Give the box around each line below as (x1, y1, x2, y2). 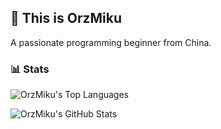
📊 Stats (10, 62, 50, 76)
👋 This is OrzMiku (10, 10, 122, 27)
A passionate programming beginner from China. (10, 36, 212, 48)
